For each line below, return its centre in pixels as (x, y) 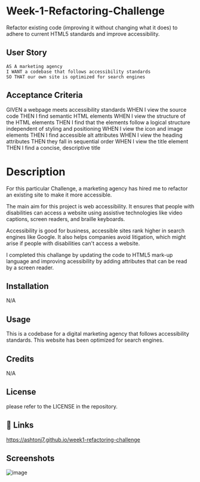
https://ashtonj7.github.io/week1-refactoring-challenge (73, 440)
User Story (27, 53)
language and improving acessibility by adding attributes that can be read (97, 261)
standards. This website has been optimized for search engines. (85, 340)
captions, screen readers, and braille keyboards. (66, 219)
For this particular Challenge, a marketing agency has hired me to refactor (97, 188)
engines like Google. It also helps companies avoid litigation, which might (96, 237)
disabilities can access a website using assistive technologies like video (94, 213)
